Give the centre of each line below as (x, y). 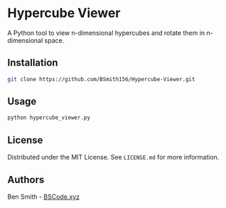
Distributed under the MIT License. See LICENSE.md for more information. (113, 157)
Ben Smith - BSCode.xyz (44, 197)
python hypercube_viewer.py (49, 118)
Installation (33, 63)
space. (54, 40)
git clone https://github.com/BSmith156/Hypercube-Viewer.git (101, 79)
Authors (26, 180)
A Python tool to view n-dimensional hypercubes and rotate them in (106, 33)
